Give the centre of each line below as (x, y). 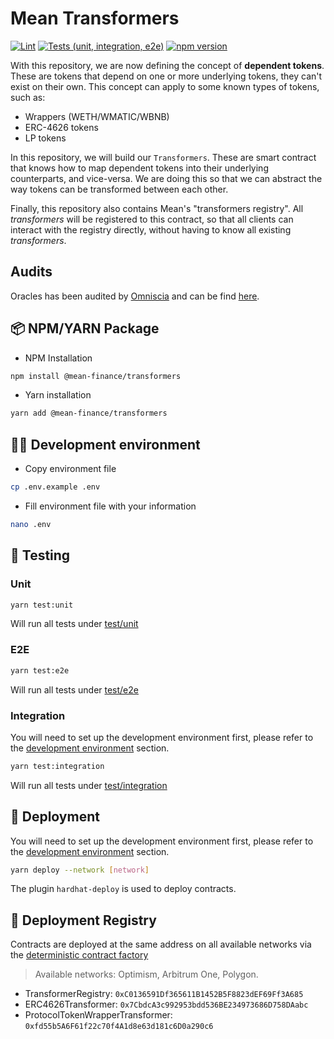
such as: (28, 97)
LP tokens (45, 138)
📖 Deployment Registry (83, 920)
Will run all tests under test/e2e (74, 689)
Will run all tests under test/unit (74, 624)
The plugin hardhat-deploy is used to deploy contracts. (123, 889)
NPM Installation (58, 358)
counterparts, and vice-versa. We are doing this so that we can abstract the (166, 178)
